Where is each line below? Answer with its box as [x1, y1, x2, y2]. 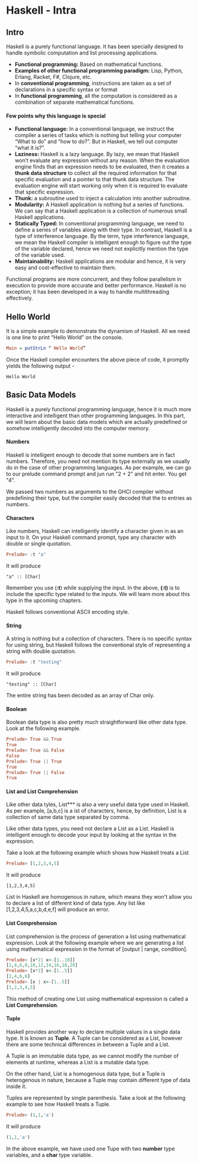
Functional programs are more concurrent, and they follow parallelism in [6, 275, 182, 283]
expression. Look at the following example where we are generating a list [6, 939, 184, 946]
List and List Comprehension [6, 788, 78, 795]
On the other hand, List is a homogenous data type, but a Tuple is [6, 1070, 165, 1077]
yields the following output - [6, 362, 75, 369]
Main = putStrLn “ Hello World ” [6, 345, 86, 351]
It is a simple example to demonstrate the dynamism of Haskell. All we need [6, 328, 190, 335]
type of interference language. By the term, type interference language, [14, 233, 189, 240]
